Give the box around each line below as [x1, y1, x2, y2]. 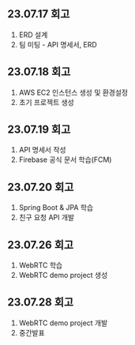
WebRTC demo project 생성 [18, 271, 108, 280]
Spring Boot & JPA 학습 [18, 203, 94, 212]
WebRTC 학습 [18, 261, 63, 270]
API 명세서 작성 [18, 145, 66, 155]
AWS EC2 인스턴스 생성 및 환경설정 [18, 88, 128, 97]
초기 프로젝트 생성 [18, 97, 74, 107]
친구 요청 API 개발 [18, 212, 75, 223]
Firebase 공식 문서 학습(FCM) [18, 155, 112, 164]
